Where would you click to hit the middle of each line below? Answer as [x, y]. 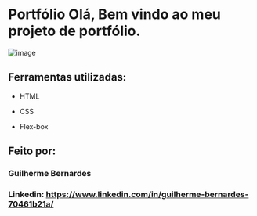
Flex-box [34, 126]
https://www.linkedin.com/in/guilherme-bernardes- [147, 194]
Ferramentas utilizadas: [67, 77]
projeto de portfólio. [74, 31]
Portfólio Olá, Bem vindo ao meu [114, 14]
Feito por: [32, 151]
